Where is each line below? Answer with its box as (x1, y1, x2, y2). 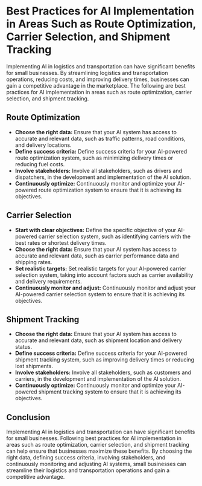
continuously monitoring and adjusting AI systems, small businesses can (6, 461, 187, 468)
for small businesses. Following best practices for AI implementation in (6, 435, 182, 442)
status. (14, 343, 32, 351)
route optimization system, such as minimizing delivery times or (14, 154, 174, 161)
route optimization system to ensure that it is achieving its (38, 186, 182, 193)
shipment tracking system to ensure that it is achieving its (38, 388, 182, 395)
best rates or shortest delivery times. (14, 239, 107, 246)
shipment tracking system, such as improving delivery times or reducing (14, 356, 195, 363)
